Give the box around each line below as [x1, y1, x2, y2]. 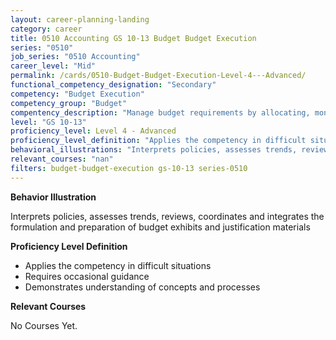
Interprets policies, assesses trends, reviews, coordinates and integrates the [10, 210, 325, 222]
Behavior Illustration [10, 191, 97, 203]
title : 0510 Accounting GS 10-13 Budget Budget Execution [10, 33, 257, 43]
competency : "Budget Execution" [10, 89, 145, 99]
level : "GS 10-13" [10, 117, 87, 127]
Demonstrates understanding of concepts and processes [24, 281, 261, 293]
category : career [10, 24, 83, 34]
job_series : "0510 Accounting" [10, 52, 141, 62]
